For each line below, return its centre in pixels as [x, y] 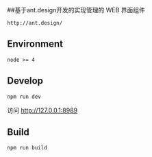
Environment [35, 44]
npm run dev [24, 97]
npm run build [27, 148]
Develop [25, 81]
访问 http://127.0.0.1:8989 [42, 110]
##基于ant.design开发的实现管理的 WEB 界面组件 [76, 10]
